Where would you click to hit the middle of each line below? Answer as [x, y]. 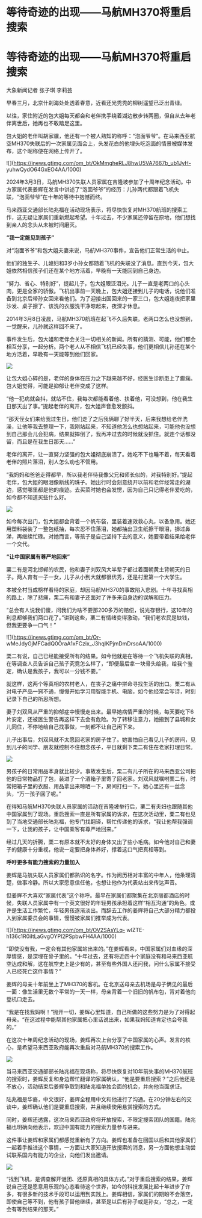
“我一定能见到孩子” [30, 238]
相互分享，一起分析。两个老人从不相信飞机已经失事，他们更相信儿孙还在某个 [101, 347]
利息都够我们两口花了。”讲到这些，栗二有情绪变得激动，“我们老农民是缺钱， [99, 618]
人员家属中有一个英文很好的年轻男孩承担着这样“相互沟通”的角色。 [109, 903]
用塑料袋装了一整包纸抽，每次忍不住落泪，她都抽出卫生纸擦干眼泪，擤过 [96, 529]
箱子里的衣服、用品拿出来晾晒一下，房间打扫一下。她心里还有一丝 [98, 786]
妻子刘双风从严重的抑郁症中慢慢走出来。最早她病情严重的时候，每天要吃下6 [100, 712]
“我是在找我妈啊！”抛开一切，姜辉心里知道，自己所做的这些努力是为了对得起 [101, 1012]
